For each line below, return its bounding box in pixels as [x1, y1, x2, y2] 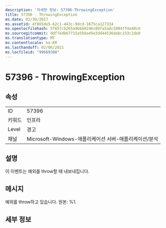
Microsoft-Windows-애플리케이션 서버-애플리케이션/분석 [27, 135, 158, 142]
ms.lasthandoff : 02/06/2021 [5, 45, 64, 50]
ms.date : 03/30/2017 [5, 17, 49, 22]
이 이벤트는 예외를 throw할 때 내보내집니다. [5, 168, 90, 175]
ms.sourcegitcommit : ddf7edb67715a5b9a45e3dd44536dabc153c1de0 [5, 31, 141, 36]
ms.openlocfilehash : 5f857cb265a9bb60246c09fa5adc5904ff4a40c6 [5, 26, 141, 31]
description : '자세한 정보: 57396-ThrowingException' [5, 7, 115, 13]
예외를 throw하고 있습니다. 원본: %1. [5, 199, 77, 205]
